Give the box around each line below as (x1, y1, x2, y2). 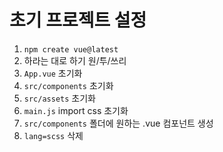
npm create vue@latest (23, 44, 119, 55)
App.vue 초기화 (23, 67, 83, 79)
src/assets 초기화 (23, 92, 96, 104)
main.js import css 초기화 (23, 104, 129, 116)
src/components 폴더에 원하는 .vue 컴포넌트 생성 (23, 117, 214, 129)
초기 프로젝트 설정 (9, 9, 147, 32)
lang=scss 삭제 (23, 129, 84, 141)
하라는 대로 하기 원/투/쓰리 (23, 54, 127, 66)
